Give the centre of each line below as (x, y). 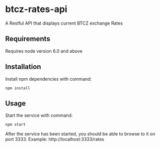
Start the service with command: (39, 115)
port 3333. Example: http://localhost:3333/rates (55, 139)
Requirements (28, 39)
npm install (18, 88)
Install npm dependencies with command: (49, 79)
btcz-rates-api (36, 9)
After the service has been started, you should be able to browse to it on (80, 134)
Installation (23, 67)
